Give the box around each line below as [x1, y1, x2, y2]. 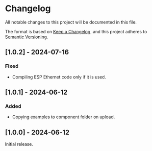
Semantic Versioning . [5, 34, 48, 40]
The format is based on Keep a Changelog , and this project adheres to [5, 28, 147, 34]
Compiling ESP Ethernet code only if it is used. [12, 74, 106, 80]
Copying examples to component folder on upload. [12, 114, 115, 120]
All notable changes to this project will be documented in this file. [5, 19, 137, 25]
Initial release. [5, 141, 33, 147]
